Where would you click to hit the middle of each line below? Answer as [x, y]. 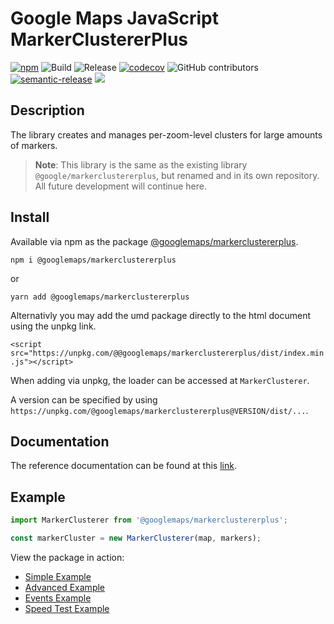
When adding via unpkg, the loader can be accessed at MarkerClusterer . [160, 380]
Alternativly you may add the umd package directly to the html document [161, 315]
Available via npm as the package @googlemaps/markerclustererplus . [154, 241]
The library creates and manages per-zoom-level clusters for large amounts [166, 134]
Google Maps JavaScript [114, 18]
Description [47, 110]
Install [30, 217]
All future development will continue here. [120, 186]
